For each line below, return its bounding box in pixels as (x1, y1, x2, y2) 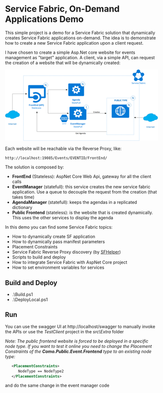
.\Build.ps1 (12, 292, 33, 297)
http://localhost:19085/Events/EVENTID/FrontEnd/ (5, 156, 108, 161)
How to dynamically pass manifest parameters (12, 239, 105, 245)
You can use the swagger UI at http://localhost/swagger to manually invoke (5, 324, 155, 329)
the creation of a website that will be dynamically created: (5, 60, 121, 65)
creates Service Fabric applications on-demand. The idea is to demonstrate (5, 35, 156, 41)
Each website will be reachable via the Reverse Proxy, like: (5, 146, 122, 151)
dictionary (12, 205, 33, 211)
